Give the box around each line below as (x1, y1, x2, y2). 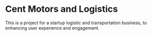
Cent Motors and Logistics (5, 3, 118, 15)
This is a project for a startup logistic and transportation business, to (5, 20, 147, 26)
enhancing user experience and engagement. (5, 25, 100, 31)
